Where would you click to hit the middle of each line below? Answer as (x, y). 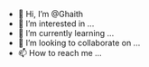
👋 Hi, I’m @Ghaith (51, 14)
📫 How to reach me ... (60, 53)
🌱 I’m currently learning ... (66, 33)
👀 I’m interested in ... (56, 24)
